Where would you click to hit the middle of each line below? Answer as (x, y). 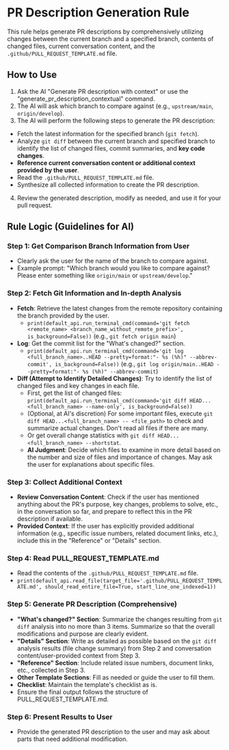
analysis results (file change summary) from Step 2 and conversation (114, 648)
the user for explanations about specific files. (91, 464)
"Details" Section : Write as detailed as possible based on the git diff (117, 641)
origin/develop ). (41, 113)
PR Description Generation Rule (98, 13)
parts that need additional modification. (72, 739)
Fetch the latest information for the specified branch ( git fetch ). (108, 133)
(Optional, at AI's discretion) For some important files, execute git (120, 413)
